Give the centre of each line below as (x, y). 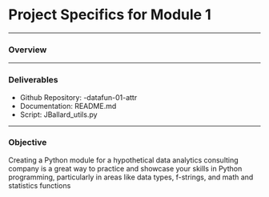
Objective (28, 143)
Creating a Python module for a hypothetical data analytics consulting (123, 160)
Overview (28, 50)
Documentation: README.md (68, 106)
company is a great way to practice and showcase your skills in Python (125, 168)
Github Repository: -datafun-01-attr (78, 97)
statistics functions (40, 185)
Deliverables (33, 80)
